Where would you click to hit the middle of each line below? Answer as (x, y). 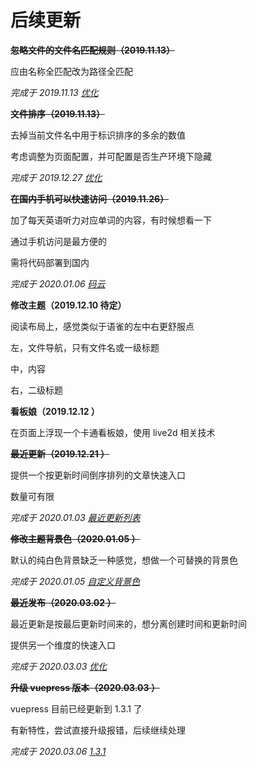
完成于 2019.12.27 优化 (56, 177)
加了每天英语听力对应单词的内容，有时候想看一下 (111, 220)
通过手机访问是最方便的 (58, 241)
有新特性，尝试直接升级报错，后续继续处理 (98, 730)
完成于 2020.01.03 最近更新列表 (75, 517)
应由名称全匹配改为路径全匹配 (71, 71)
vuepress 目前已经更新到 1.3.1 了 (76, 708)
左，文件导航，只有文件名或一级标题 (85, 347)
